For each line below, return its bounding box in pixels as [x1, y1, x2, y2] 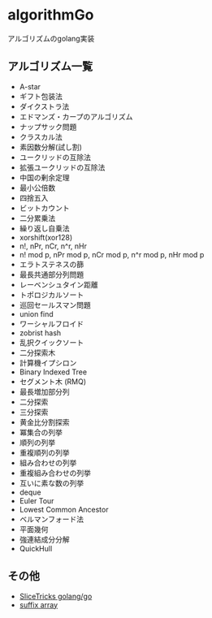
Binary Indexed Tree [19, 367, 87, 377]
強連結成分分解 [19, 534, 70, 544]
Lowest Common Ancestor [19, 504, 109, 514]
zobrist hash [19, 327, 62, 338]
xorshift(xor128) [19, 232, 73, 242]
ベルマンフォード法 [19, 514, 84, 524]
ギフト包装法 [19, 91, 63, 101]
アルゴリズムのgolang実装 [7, 33, 95, 43]
